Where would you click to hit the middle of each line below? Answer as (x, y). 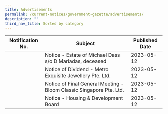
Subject (86, 44)
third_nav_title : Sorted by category (44, 24)
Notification (24, 40)
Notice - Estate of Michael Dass (82, 55)
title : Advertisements (29, 10)
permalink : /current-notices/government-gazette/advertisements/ (74, 14)
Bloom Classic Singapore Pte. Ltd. (84, 90)
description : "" (22, 19)
